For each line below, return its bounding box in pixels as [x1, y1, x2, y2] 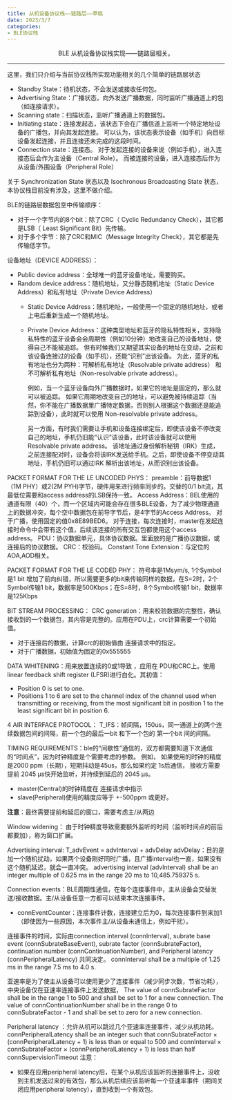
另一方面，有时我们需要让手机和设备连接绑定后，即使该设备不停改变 [27, 424, 222, 433]
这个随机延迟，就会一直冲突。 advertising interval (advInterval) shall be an [7, 863, 219, 871]
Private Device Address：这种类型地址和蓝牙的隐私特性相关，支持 [27, 326, 215, 334]
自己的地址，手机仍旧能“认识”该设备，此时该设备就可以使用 [27, 433, 197, 442]
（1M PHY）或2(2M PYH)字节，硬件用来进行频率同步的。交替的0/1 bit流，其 [7, 482, 223, 491]
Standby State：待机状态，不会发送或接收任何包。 [17, 85, 161, 93]
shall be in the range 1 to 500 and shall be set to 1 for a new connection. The [7, 994, 224, 1002]
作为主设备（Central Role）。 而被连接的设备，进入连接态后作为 [41, 154, 221, 162]
